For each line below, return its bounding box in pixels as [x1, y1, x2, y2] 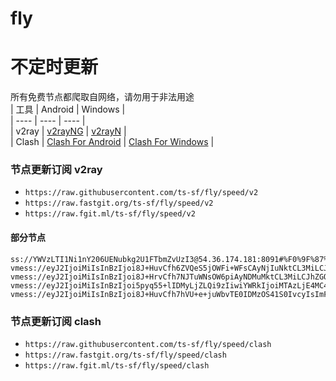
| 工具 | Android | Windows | [10, 103, 126, 116]
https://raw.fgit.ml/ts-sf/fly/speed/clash [24, 360, 210, 371]
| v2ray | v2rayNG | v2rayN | [10, 125, 127, 137]
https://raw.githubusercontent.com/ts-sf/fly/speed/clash [24, 339, 272, 349]
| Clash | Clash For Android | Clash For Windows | [10, 136, 215, 148]
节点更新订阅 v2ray [10, 163, 103, 177]
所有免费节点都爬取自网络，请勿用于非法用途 [10, 91, 195, 103]
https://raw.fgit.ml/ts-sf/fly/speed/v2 [24, 209, 196, 219]
